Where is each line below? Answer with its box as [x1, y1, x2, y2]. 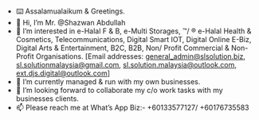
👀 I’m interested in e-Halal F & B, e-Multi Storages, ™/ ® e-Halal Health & [15, 26, 252, 36]
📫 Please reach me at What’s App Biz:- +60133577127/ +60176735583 [15, 103, 249, 112]
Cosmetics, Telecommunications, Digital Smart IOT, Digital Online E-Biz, [15, 35, 252, 44]
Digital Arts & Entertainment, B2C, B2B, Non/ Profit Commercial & [15, 43, 230, 52]
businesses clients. [15, 94, 80, 103]
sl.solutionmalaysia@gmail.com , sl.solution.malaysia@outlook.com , [15, 60, 237, 69]
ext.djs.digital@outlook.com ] [15, 68, 110, 78]
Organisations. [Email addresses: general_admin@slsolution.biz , [35, 52, 245, 61]
